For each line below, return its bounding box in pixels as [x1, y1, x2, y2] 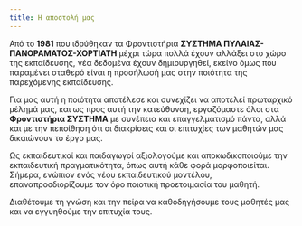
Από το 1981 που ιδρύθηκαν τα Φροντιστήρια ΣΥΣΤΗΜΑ [9, 38, 222, 49]
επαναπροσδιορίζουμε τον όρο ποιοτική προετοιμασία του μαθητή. [9, 178, 260, 190]
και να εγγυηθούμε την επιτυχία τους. [9, 205, 153, 217]
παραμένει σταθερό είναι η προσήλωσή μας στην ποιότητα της [9, 67, 248, 78]
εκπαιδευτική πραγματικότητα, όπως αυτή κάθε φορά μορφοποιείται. [9, 159, 269, 170]
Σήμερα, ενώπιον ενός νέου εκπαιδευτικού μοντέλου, [9, 169, 212, 180]
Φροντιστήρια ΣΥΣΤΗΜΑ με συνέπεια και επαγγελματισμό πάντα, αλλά [9, 113, 287, 124]
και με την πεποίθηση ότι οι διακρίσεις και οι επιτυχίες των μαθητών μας [9, 123, 284, 134]
